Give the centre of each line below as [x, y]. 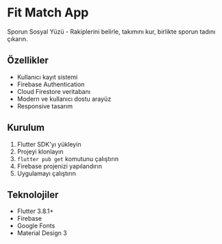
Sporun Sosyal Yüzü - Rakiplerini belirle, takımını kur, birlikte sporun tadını [111, 32]
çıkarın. [18, 38]
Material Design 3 [42, 233]
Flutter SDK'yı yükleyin [49, 144]
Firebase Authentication [51, 84]
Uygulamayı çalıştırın [47, 173]
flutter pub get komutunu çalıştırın [67, 158]
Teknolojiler [33, 194]
